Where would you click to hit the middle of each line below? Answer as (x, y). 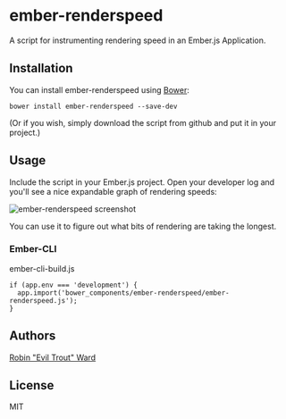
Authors (33, 336)
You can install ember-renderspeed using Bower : (99, 89)
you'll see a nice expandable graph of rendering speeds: (113, 191)
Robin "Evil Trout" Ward (53, 357)
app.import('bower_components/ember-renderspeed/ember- (123, 293)
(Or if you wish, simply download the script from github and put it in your (143, 122)
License (32, 385)
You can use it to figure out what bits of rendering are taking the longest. (143, 226)
